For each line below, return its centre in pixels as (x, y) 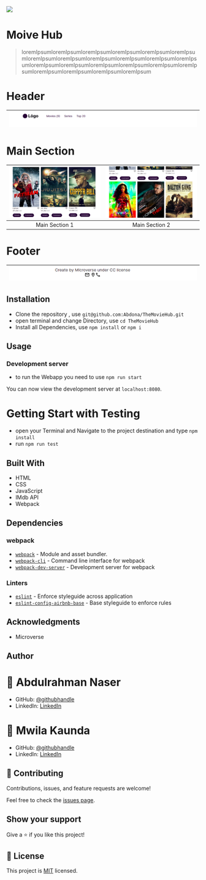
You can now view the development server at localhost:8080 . (84, 389)
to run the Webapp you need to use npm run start (78, 377)
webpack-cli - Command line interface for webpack (80, 561)
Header (25, 97)
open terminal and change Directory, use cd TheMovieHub (87, 320)
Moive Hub (35, 35)
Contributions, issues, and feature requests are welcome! (79, 788)
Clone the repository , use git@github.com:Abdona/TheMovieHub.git (99, 314)
